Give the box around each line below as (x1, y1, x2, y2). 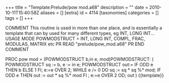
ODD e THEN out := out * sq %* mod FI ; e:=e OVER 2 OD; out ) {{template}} (5, 72, 164, 78)
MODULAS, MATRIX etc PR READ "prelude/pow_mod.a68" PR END (5, 41, 145, 47)
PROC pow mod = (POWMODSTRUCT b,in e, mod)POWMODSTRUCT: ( (5, 56, 154, 62)
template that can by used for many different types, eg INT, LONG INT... (5, 30, 155, 36)
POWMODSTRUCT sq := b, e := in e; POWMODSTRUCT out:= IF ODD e (5, 62, 153, 67)
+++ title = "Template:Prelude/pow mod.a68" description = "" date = (5, 5, 148, 10)
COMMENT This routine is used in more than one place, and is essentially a (5, 25, 162, 31)
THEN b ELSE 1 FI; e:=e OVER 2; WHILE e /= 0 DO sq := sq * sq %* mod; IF (5, 67, 161, 73)
